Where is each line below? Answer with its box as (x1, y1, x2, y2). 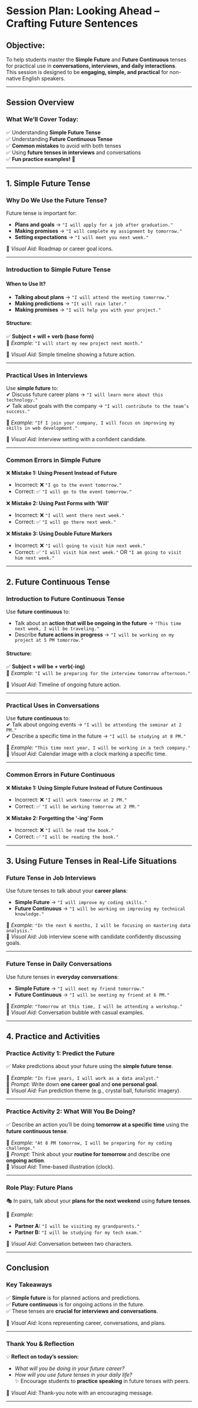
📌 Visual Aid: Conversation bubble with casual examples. (6, 1008, 144, 1016)
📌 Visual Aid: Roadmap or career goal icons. (6, 245, 113, 252)
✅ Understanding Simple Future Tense (6, 128, 101, 136)
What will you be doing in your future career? (14, 1365, 125, 1372)
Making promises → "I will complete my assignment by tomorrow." (14, 227, 183, 234)
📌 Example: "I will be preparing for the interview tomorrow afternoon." (6, 670, 191, 677)
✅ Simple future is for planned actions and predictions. (6, 1294, 140, 1301)
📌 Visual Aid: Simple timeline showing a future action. (6, 351, 136, 358)
